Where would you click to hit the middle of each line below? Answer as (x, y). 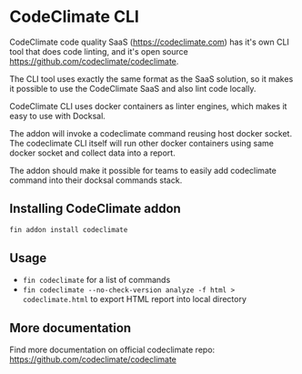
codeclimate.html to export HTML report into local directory (135, 299)
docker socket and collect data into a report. (92, 153)
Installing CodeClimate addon (96, 209)
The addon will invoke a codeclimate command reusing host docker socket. (151, 133)
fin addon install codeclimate (69, 229)
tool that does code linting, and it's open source (99, 51)
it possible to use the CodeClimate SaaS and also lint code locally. (133, 88)
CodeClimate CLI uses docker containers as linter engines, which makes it (148, 106)
